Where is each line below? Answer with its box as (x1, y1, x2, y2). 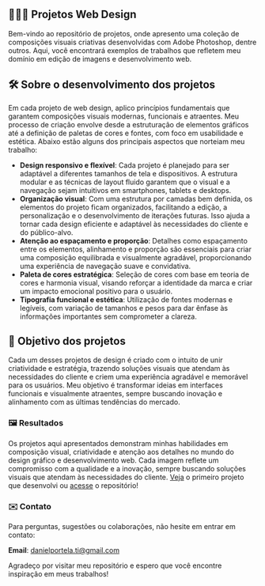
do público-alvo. (19, 227, 74, 237)
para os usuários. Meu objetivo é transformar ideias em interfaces (8, 380, 223, 390)
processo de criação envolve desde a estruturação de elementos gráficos (8, 119, 249, 129)
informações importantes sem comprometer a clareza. (19, 312, 198, 321)
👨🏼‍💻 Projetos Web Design (8, 8, 137, 21)
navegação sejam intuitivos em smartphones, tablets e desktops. (19, 185, 232, 195)
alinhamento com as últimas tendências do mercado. (8, 397, 180, 407)
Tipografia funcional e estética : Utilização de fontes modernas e (19, 294, 233, 304)
